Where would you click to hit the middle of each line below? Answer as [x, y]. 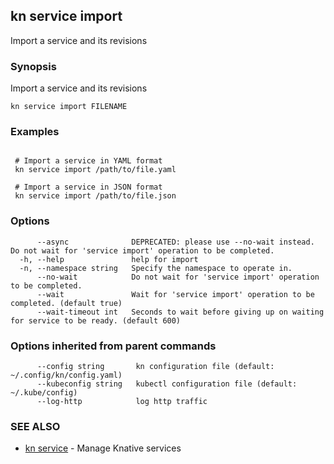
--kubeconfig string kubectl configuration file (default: [167, 384]
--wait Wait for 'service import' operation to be [175, 294]
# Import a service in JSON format [88, 187]
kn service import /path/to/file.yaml [95, 170]
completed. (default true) [66, 303]
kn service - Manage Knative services [103, 448]
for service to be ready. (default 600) [96, 320]
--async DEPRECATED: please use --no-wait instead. [175, 242]
